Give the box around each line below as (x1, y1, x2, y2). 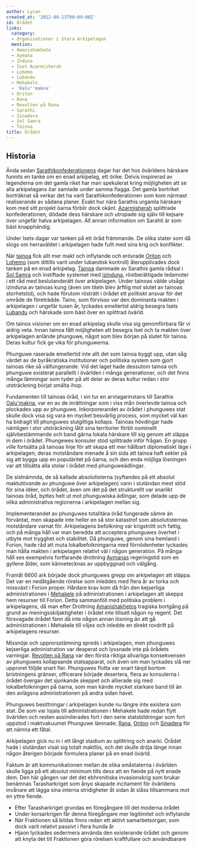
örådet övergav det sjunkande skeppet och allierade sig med (6, 676, 153, 684)
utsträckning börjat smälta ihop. (6, 382, 84, 389)
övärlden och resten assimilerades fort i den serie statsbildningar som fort (6, 713, 185, 720)
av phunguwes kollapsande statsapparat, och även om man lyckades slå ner (6, 658, 191, 665)
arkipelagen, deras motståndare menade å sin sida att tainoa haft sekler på (6, 449, 187, 456)
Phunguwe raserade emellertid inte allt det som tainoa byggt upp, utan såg (6, 350, 187, 357)
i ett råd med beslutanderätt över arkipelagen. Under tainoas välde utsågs (6, 277, 185, 284)
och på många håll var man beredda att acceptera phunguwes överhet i (6, 528, 179, 535)
